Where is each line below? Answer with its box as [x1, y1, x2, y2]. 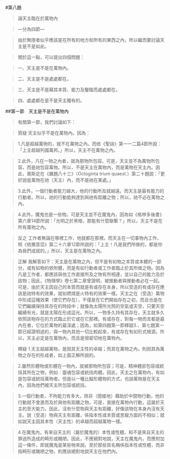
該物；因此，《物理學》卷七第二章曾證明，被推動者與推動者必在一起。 [17, 278, 162, 284]
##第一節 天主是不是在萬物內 [5, 109, 69, 114]
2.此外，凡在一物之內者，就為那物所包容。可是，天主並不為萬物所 [17, 158, 156, 164]
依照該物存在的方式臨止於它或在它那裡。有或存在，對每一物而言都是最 [17, 316, 165, 322]
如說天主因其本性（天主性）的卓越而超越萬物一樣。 [17, 418, 125, 424]
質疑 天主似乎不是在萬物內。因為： [17, 130, 90, 136]
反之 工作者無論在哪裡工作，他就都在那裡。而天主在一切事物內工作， [17, 235, 161, 241]
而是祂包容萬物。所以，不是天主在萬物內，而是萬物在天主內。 [26, 165, 156, 170]
